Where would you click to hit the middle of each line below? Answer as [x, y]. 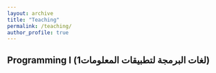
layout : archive [30, 13]
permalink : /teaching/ [39, 26]
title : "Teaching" [33, 20]
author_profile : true [38, 32]
